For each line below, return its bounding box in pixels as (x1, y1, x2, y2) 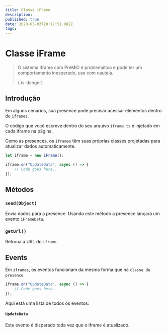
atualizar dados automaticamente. (5, 143, 76, 149)
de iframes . (5, 113, 29, 119)
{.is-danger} (17, 80, 43, 86)
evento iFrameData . (5, 216, 45, 222)
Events (5, 253, 28, 262)
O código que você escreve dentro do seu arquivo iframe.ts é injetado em (5, 122, 160, 128)
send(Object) (5, 200, 37, 206)
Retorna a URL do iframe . (5, 239, 58, 245)
